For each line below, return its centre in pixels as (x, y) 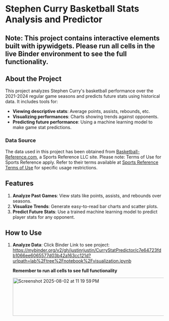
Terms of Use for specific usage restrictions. (52, 167)
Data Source (21, 141)
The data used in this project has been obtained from (60, 151)
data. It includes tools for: (32, 102)
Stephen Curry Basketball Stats (72, 9)
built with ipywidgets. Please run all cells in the (80, 46)
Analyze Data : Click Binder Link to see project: (61, 245)
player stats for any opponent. (44, 217)
